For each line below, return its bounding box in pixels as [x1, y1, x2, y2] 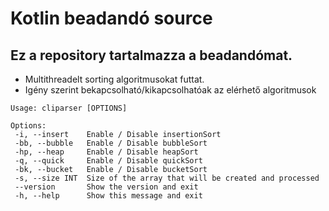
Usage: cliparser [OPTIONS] [10, 103, 128, 113]
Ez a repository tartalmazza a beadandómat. [10, 47, 293, 64]
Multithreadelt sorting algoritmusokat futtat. [24, 73, 205, 85]
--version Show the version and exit [14, 182, 199, 192]
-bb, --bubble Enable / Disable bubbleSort [14, 138, 208, 148]
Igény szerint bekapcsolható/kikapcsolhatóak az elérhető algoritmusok [24, 84, 317, 96]
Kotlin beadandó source [10, 7, 213, 30]
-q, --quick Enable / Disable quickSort [14, 156, 203, 166]
